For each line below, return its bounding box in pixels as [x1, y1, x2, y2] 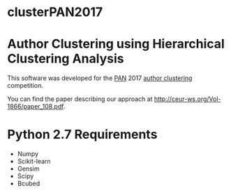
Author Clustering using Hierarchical [7, 36, 225, 52]
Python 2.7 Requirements [7, 127, 158, 143]
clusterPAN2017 [7, 4, 103, 20]
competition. [7, 82, 44, 90]
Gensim [17, 164, 40, 173]
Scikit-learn [17, 157, 51, 166]
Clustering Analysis [7, 51, 124, 67]
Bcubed [17, 179, 40, 188]
